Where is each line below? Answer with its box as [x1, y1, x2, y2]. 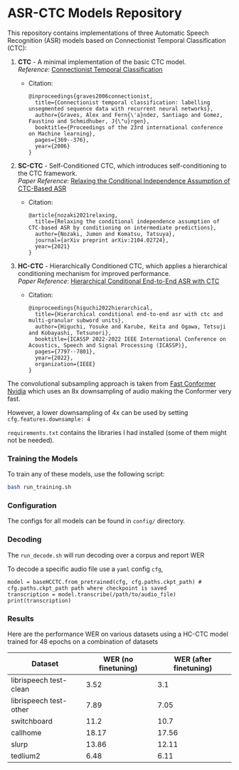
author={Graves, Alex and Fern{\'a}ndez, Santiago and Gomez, [34, 111, 223, 118]
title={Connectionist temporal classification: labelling [34, 98, 211, 106]
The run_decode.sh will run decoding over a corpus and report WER [7, 550, 205, 559]
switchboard [11, 717, 53, 726]
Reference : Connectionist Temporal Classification [17, 65, 163, 73]
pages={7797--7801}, [34, 348, 96, 355]
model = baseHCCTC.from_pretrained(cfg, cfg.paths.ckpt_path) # [7, 578, 202, 585]
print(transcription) [7, 597, 72, 604]
